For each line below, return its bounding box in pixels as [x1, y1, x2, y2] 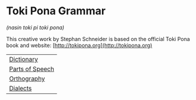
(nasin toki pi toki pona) [6, 24, 64, 31]
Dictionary [9, 55, 38, 63]
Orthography [9, 74, 45, 83]
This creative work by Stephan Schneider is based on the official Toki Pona [6, 35, 191, 42]
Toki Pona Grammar [6, 4, 106, 18]
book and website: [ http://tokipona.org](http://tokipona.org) [6, 42, 153, 49]
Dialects [9, 84, 32, 92]
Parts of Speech [9, 64, 55, 73]
